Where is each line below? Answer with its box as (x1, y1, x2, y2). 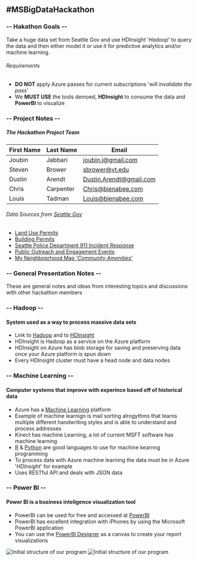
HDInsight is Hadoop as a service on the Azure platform (14, 338, 151, 345)
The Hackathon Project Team (6, 129, 80, 136)
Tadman (46, 194, 69, 202)
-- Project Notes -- (6, 114, 61, 122)
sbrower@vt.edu (83, 165, 129, 174)
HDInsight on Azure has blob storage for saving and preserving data (14, 344, 181, 352)
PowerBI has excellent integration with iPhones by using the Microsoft (14, 518, 185, 525)
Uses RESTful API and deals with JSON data (14, 468, 123, 476)
